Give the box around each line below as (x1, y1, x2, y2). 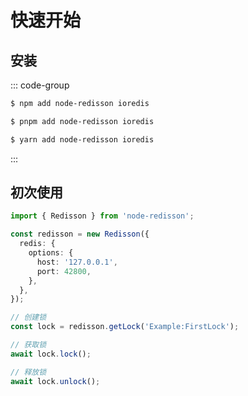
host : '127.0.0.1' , (36, 257, 118, 267)
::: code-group (10, 79, 70, 91)
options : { (28, 248, 74, 258)
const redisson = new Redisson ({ (10, 229, 150, 240)
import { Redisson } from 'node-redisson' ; (10, 211, 195, 221)
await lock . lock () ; (10, 349, 92, 359)
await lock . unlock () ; (10, 376, 101, 386)
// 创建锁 (10, 312, 47, 323)
